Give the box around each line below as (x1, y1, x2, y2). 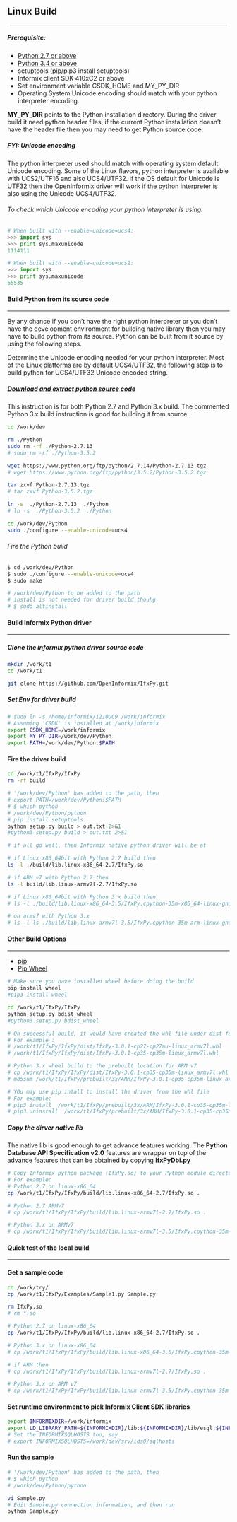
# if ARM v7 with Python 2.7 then (7, 874, 109, 881)
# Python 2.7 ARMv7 (7, 1202, 65, 1210)
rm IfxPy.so (7, 1304, 42, 1311)
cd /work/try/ (7, 1284, 49, 1291)
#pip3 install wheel (7, 991, 68, 999)
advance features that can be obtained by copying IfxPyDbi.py (7, 1156, 191, 1165)
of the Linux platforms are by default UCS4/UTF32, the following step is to (7, 361, 224, 370)
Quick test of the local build (7, 1243, 90, 1252)
